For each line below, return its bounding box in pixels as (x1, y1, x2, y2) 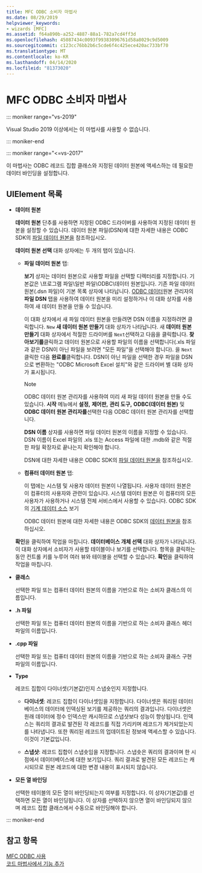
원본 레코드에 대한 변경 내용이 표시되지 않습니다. (45, 764, 158, 771)
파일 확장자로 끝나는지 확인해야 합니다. (30, 443, 121, 451)
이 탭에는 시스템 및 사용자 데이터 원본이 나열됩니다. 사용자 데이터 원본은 (24, 482, 192, 489)
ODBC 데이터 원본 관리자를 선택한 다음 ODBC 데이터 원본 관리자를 (24, 408, 178, 416)
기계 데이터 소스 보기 (30, 505, 80, 512)
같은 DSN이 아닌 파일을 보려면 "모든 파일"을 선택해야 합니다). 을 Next (30, 346, 193, 353)
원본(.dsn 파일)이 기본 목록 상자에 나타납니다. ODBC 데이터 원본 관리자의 (24, 288, 194, 295)
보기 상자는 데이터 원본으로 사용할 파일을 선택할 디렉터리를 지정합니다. (24, 272, 189, 280)
